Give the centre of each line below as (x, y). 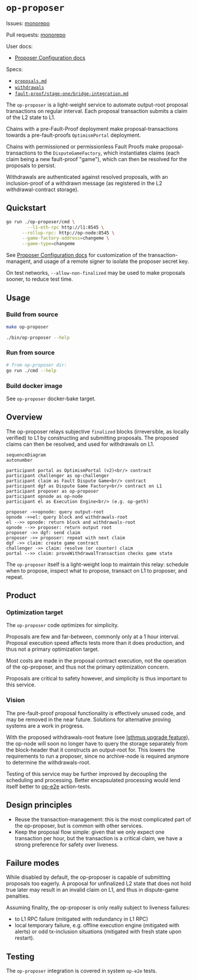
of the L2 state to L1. (31, 117)
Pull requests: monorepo (36, 34)
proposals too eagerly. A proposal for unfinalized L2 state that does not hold (99, 883)
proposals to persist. (31, 165)
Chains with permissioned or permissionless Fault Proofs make (83, 146)
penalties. (18, 896)
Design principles (39, 805)
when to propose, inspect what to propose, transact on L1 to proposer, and (97, 570)
